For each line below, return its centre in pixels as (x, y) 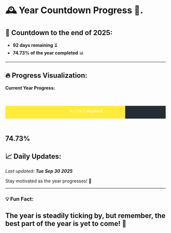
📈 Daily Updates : (33, 156)
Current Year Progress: (30, 88)
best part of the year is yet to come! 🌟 (66, 224)
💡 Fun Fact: (20, 199)
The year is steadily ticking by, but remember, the (85, 215)
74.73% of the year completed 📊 (48, 53)
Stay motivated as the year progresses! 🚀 (48, 181)
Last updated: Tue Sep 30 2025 (39, 171)
